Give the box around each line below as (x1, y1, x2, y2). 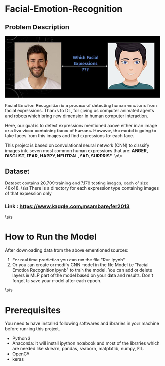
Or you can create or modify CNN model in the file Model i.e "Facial (12, 262, 149, 268)
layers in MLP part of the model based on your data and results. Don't (12, 272, 154, 278)
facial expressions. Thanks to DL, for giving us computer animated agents (5, 108, 154, 114)
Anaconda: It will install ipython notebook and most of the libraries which (12, 340, 160, 346)
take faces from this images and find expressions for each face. (5, 133, 134, 139)
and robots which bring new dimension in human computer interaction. (5, 113, 148, 119)
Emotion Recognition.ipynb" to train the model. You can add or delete (12, 267, 152, 273)
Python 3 (12, 335, 31, 341)
